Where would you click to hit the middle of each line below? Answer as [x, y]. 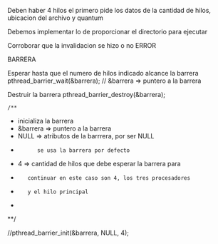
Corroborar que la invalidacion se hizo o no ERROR [82, 45]
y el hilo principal [58, 192]
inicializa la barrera [45, 121]
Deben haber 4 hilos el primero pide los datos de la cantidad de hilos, [109, 10]
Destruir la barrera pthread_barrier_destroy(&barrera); [87, 95]
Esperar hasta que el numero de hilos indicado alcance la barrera [103, 73]
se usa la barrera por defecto [83, 151]
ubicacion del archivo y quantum [55, 18]
